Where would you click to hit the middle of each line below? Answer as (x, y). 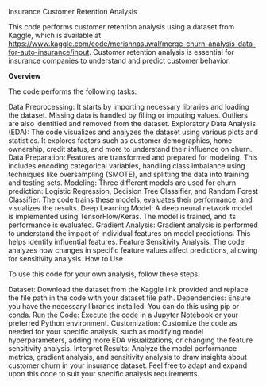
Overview (25, 76)
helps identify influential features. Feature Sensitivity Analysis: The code (126, 242)
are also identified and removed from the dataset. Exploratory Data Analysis (132, 124)
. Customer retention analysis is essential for (161, 52)
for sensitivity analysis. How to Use (66, 259)
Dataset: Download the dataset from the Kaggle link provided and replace (128, 289)
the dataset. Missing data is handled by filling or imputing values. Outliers (128, 115)
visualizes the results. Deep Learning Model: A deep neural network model (130, 208)
